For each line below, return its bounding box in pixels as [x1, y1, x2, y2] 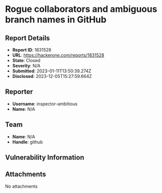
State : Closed [12, 58, 40, 63]
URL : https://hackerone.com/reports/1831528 [12, 52, 105, 58]
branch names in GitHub [5, 14, 107, 25]
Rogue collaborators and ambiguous [5, 3, 158, 15]
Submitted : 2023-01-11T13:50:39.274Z [12, 68, 91, 74]
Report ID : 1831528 [12, 47, 52, 53]
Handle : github [12, 139, 43, 145]
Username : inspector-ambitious [12, 101, 78, 107]
